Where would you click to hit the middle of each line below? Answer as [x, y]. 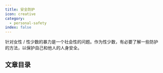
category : [15, 18]
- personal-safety [28, 23]
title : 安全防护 [20, 9]
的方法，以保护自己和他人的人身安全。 [43, 48]
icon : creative [20, 14]
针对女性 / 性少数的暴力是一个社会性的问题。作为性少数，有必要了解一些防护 [81, 42]
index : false [18, 28]
